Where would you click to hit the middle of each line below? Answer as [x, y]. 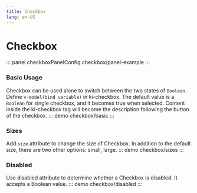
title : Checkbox [26, 11]
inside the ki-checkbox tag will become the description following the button [98, 109]
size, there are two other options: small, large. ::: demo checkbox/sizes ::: [95, 150]
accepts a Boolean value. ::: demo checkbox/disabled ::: [74, 184]
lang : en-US [21, 17]
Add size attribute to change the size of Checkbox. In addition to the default [98, 144]
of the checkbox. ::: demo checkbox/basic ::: [60, 115]
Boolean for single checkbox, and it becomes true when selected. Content [96, 103]
